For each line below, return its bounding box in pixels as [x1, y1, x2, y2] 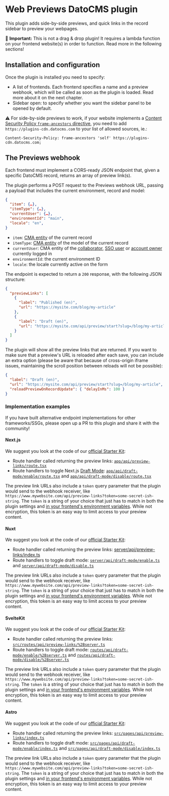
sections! [5, 46, 24, 52]
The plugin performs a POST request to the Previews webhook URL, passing [5, 182, 163, 188]
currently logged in [12, 251, 52, 257]
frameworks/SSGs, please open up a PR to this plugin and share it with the [5, 420, 159, 426]
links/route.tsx [12, 463, 47, 468]
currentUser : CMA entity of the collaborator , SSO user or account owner [12, 245, 162, 251]
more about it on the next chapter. [12, 94, 83, 100]
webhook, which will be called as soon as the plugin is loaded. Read [12, 89, 153, 95]
